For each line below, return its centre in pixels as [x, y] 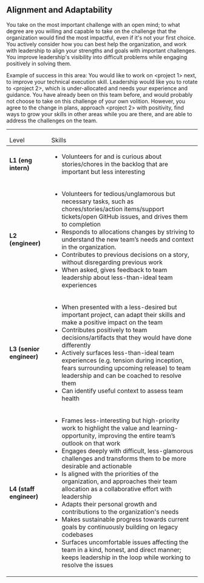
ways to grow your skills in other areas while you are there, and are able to [99, 114]
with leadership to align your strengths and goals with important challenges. [101, 51]
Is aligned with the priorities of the [110, 473]
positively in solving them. [39, 63]
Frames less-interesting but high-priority [121, 421]
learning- [165, 428]
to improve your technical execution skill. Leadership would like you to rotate [102, 82]
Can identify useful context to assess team [122, 391]
